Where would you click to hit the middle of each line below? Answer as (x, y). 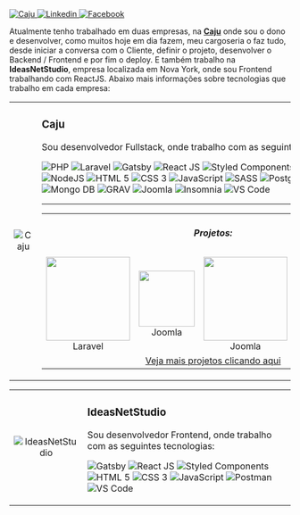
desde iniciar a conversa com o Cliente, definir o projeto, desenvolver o (141, 50)
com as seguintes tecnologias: (151, 445)
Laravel (88, 346)
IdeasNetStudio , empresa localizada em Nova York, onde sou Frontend (141, 69)
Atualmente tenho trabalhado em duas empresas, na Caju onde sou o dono (147, 31)
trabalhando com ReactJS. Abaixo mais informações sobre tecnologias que (148, 79)
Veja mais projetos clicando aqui (213, 361)
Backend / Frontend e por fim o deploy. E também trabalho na (123, 60)
